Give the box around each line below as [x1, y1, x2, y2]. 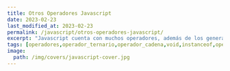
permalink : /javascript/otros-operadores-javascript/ [7, 28, 164, 36]
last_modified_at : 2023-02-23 [7, 22, 94, 29]
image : [7, 48, 26, 55]
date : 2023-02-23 [7, 16, 57, 23]
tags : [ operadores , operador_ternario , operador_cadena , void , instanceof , [7, 41, 216, 48]
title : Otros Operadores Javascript [7, 9, 112, 17]
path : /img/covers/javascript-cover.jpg [13, 54, 130, 61]
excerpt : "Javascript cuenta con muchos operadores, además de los [7, 35, 204, 42]
